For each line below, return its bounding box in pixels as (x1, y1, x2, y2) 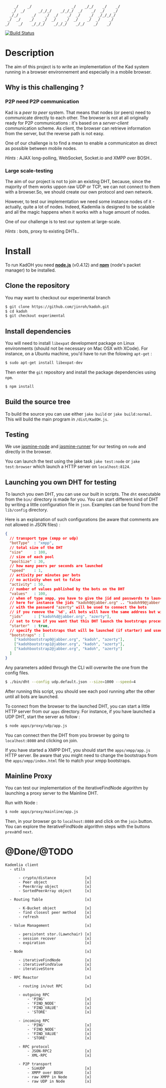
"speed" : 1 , (9, 568, 43, 573)
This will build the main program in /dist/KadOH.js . (5, 416, 109, 422)
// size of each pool (9, 554, 54, 559)
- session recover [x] (18, 936, 92, 941)
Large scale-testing (5, 167, 53, 174)
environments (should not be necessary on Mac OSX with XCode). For (5, 345, 148, 351)
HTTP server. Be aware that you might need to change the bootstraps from (5, 752, 158, 758)
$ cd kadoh (5, 309, 28, 314)
